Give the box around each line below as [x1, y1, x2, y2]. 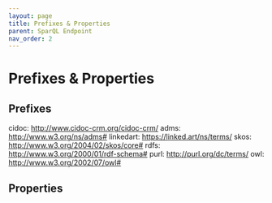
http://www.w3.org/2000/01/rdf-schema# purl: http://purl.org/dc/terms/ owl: [8, 149, 265, 159]
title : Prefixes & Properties [8, 19, 111, 28]
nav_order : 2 [8, 34, 53, 43]
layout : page [8, 11, 53, 20]
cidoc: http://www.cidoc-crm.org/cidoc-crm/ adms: [8, 123, 181, 133]
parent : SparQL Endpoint [8, 27, 93, 35]
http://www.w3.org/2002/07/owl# [8, 158, 122, 167]
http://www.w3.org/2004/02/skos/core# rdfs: [8, 140, 161, 150]
